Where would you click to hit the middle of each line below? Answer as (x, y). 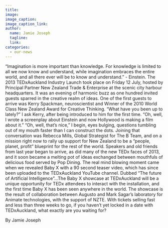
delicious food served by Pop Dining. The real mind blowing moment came (82, 162)
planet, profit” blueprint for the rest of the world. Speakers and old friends (81, 146)
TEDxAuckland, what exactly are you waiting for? (56, 210)
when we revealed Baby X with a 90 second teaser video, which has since (82, 167)
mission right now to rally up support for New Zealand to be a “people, (78, 141)
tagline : (19, 38)
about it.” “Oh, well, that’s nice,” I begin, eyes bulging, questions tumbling (81, 125)
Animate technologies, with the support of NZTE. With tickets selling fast (80, 199)
